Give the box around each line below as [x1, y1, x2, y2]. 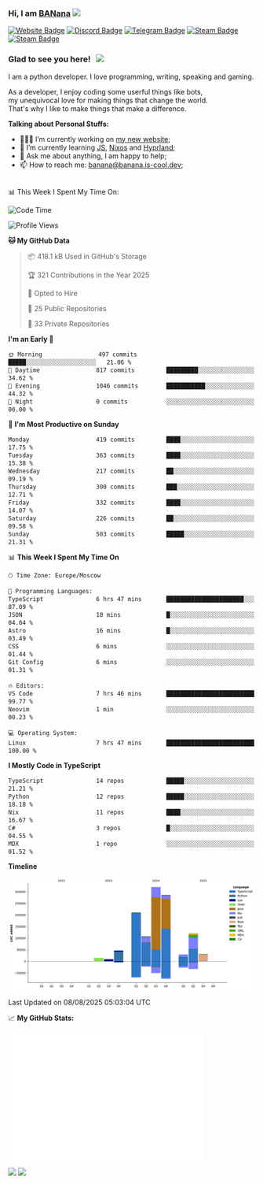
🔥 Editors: [8, 681, 45, 689]
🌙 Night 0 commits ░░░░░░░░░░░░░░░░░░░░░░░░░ [8, 398, 255, 406]
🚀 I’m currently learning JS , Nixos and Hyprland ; [19, 143, 176, 152]
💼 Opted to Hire [27, 288, 79, 298]
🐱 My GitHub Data [8, 236, 71, 245]
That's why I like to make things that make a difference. [8, 103, 187, 113]
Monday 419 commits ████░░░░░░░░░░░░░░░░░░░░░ [8, 436, 255, 444]
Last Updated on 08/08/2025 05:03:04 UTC [8, 997, 151, 1008]
